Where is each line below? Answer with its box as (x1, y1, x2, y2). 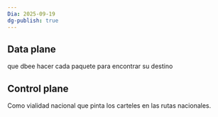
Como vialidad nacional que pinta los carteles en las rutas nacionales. (7, 101, 212, 110)
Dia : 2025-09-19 (7, 10, 55, 18)
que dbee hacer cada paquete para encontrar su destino (7, 62, 173, 71)
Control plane (7, 82, 69, 94)
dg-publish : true (7, 17, 59, 24)
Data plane (7, 43, 57, 55)
